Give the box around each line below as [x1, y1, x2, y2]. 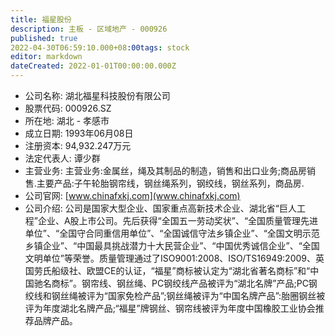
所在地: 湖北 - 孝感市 [24, 115, 110, 126]
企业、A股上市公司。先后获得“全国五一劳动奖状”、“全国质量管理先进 [37, 215, 319, 226]
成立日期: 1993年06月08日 [24, 127, 134, 139]
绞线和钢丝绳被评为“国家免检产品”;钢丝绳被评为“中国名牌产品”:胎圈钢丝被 [24, 290, 326, 301]
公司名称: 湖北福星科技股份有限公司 [24, 90, 171, 101]
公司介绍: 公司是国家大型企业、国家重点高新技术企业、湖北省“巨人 [24, 202, 297, 214]
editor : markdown [10, 52, 83, 62]
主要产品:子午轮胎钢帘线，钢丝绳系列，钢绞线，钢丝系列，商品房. [36, 177, 305, 189]
